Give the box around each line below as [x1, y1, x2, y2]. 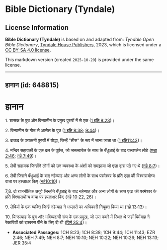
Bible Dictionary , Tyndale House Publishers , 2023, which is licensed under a [5, 42, 162, 48]
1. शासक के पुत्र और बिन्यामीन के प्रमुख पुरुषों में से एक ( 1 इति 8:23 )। [5, 118, 115, 124]
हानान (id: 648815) [5, 81, 59, 89]
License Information [5, 23, 69, 32]
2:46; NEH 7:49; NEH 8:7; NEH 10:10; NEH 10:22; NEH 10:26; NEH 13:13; [12, 235, 159, 241]
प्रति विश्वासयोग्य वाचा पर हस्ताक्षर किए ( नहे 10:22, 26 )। [5, 194, 96, 200]
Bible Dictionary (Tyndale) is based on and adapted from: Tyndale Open [5, 36, 154, 42]
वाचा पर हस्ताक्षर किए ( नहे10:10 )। [5, 178, 61, 184]
